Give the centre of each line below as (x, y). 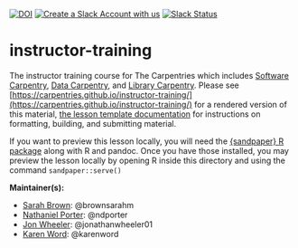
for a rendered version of (240, 104)
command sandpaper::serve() (65, 170)
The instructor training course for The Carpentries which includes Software (149, 75)
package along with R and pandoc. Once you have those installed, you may (149, 150)
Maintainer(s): (37, 187)
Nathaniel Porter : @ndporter (75, 215)
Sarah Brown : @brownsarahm (78, 205)
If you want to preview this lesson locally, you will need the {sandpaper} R (147, 141)
